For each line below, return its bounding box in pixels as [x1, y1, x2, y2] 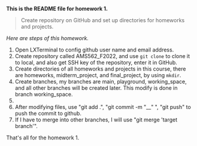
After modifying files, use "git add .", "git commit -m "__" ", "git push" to [14, 104, 192, 110]
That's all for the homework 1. [6, 134, 80, 141]
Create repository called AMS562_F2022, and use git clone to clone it [14, 53, 190, 59]
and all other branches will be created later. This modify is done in [14, 84, 178, 92]
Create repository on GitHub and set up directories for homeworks [20, 17, 185, 23]
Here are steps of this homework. [6, 35, 89, 41]
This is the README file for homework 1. [6, 5, 108, 12]
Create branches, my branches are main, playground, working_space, [14, 78, 187, 85]
